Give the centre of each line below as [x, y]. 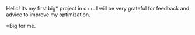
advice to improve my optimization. [48, 15]
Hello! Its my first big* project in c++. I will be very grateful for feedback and [98, 8]
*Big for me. [21, 26]
